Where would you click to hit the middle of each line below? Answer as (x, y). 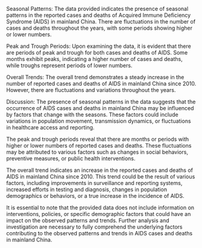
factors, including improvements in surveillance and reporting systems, (94, 183)
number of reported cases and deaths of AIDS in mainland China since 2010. (101, 83)
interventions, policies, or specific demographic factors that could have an (99, 214)
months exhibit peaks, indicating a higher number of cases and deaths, (94, 59)
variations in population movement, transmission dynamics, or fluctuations (99, 121)
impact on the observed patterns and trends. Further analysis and (88, 220)
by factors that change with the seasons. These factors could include (93, 115)
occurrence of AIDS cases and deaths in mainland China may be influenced (100, 108)
